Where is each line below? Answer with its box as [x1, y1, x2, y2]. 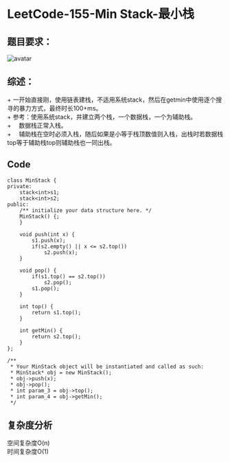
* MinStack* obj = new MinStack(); [10, 369, 112, 376]
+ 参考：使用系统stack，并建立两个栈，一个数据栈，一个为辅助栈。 [7, 113, 197, 121]
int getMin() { [19, 327, 63, 334]
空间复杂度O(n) [7, 439, 50, 447]
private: [7, 183, 32, 189]
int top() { [19, 303, 54, 310]
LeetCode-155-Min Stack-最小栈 [7, 6, 194, 22]
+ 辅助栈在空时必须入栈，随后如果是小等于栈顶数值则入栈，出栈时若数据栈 [7, 130, 224, 138]
